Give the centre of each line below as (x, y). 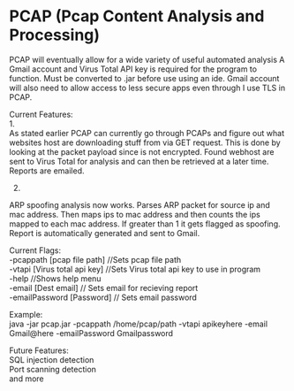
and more (26, 379)
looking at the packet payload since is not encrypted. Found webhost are (142, 151)
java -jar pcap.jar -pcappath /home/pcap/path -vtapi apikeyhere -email (138, 324)
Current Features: (41, 114)
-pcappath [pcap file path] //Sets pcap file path (95, 259)
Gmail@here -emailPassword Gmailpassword (91, 333)
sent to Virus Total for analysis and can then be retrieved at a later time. (139, 161)
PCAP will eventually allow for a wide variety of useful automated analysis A (147, 59)
